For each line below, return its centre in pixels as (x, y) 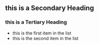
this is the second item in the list (45, 38)
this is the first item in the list (42, 33)
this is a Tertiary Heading (36, 22)
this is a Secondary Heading (50, 8)
